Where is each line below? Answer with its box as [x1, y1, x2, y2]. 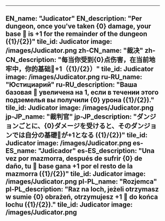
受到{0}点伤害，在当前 [80, 56, 149, 64]
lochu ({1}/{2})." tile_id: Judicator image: [5, 200, 133, 209]
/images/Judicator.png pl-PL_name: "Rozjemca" [5, 178, 157, 186]
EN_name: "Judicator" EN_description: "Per [5, 14, 142, 23]
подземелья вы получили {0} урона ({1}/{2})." [5, 96, 155, 104]
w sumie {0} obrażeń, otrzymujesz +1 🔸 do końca [5, 193, 158, 201]
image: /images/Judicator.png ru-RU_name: [5, 73, 142, 81]
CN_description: [5, 56, 57, 64]
